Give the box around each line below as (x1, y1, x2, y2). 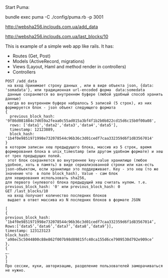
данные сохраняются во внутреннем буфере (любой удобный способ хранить (7, 92, 163, 97)
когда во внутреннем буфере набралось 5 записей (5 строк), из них (7, 101, 152, 106)
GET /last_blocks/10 (5, 189, 49, 194)
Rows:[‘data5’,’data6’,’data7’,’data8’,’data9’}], (5, 224, 114, 229)
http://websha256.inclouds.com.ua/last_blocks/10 (5, 34, 109, 39)
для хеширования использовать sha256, (5, 175, 87, 180)
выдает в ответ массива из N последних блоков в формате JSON (7, 198, 141, 203)
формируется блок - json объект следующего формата (5, 105, 116, 110)
